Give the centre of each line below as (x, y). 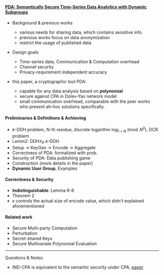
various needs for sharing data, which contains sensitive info (81, 32)
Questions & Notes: (24, 258)
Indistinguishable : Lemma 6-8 (43, 190)
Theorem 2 (23, 195)
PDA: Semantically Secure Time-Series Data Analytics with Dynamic (76, 7)
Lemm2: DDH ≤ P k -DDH (36, 142)
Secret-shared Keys (32, 239)
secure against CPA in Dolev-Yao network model (68, 96)
